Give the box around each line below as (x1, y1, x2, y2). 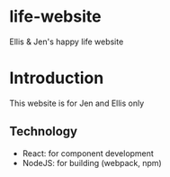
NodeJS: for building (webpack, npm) (22, 157, 162, 168)
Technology (9, 124, 78, 139)
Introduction (9, 68, 104, 88)
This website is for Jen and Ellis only (9, 98, 145, 108)
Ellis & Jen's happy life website (9, 36, 124, 47)
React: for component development (22, 147, 155, 159)
